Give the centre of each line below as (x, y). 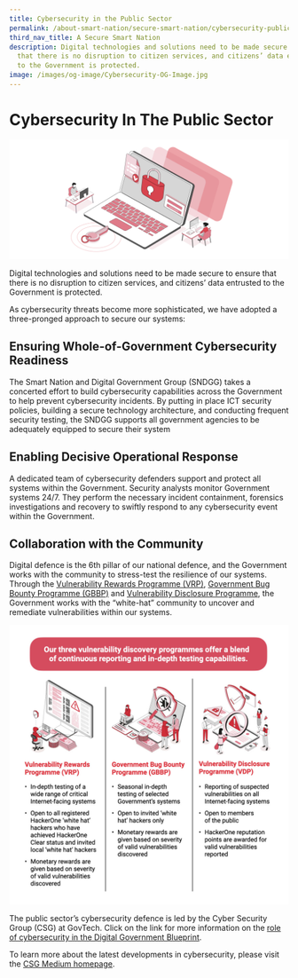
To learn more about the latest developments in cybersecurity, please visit (144, 955)
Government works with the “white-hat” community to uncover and (132, 603)
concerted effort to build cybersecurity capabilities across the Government (146, 391)
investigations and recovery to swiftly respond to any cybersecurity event (143, 507)
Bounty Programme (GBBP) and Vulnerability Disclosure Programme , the (142, 594)
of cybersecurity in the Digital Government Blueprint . (106, 937)
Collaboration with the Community (106, 544)
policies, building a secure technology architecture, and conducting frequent (149, 410)
